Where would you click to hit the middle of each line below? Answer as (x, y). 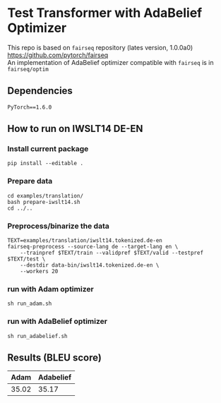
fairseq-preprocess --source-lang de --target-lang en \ (93, 247)
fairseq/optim (28, 69)
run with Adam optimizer (50, 289)
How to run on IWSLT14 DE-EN (75, 129)
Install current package (48, 149)
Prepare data (30, 181)
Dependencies (40, 91)
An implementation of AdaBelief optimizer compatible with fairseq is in (110, 62)
